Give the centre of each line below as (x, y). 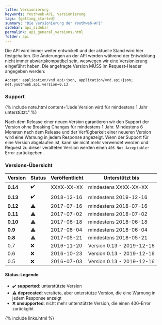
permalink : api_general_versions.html (44, 32)
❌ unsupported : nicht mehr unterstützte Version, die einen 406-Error (81, 303)
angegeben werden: (25, 71)
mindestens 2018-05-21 (118, 238)
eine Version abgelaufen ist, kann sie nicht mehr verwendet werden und (77, 143)
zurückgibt (23, 308)
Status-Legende (22, 275)
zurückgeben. (30, 153)
